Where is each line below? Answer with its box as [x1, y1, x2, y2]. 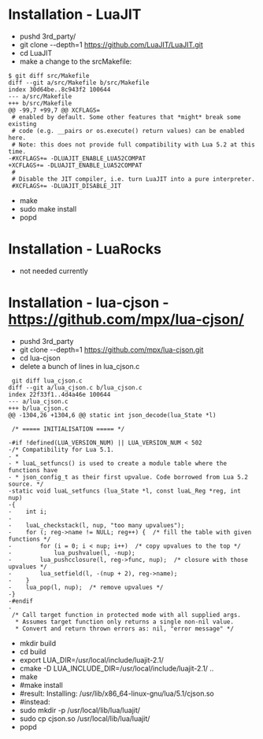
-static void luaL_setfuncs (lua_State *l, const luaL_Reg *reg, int [8, 486, 242, 495]
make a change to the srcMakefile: [19, 57, 132, 66]
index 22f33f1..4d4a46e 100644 [8, 390, 111, 398]
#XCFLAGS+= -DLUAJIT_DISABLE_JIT [11, 182, 122, 190]
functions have [8, 466, 58, 474]
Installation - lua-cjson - [8, 294, 169, 312]
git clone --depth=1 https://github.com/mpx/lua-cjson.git [19, 345, 204, 354]
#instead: [19, 697, 50, 706]
